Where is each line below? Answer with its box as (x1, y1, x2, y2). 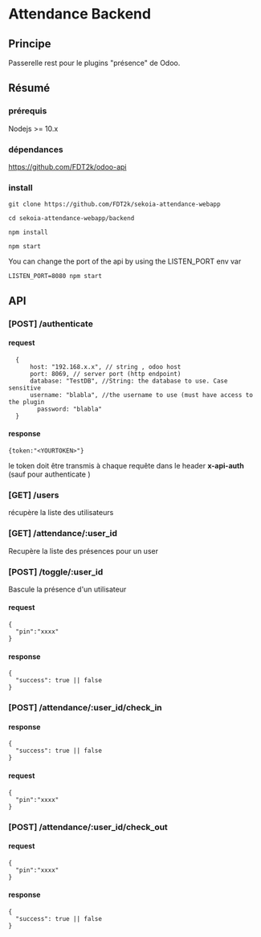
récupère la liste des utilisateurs (8, 508, 114, 518)
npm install (8, 228, 48, 237)
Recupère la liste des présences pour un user (8, 546, 159, 555)
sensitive (8, 383, 42, 392)
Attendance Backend (8, 5, 151, 23)
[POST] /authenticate (8, 318, 94, 329)
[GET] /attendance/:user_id (8, 528, 118, 539)
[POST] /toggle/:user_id (8, 566, 104, 577)
